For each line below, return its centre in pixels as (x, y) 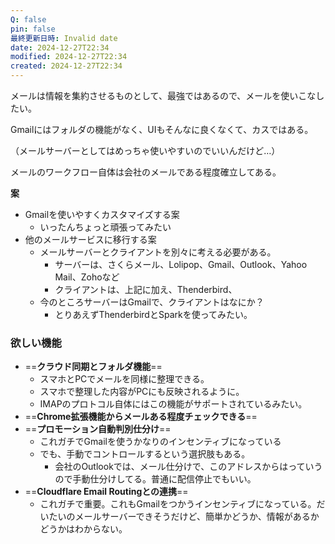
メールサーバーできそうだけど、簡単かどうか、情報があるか (197, 517)
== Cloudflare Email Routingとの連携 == (106, 492)
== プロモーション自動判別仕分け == (98, 429)
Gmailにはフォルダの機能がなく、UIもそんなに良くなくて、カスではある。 (162, 129)
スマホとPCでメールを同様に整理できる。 (124, 379)
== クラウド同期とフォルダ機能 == (93, 367)
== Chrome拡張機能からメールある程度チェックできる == (141, 417)
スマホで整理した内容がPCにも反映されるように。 (142, 392)
